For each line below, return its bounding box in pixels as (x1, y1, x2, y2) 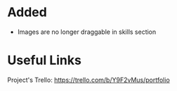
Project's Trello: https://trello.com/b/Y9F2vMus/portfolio (7, 75, 170, 84)
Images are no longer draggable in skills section (17, 28, 157, 36)
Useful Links (7, 52, 82, 68)
